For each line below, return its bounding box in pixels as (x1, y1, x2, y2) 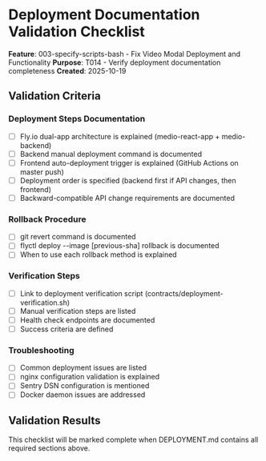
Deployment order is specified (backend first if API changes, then (19, 175, 236, 185)
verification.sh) (19, 298, 71, 307)
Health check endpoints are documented (19, 315, 155, 325)
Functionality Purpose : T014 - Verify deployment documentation (8, 58, 221, 67)
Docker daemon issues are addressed (19, 390, 146, 399)
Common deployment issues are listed (19, 363, 147, 373)
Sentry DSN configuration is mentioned (19, 381, 150, 391)
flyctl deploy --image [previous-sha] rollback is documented (19, 241, 220, 251)
